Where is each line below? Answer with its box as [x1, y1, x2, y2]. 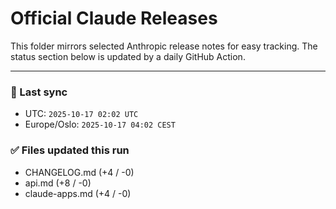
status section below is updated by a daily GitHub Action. [10, 50, 246, 62]
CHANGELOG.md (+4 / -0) [24, 166, 135, 178]
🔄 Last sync [10, 85, 68, 99]
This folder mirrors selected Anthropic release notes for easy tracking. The [10, 40, 318, 52]
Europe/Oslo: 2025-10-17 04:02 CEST [24, 118, 176, 131]
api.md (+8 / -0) [24, 177, 92, 189]
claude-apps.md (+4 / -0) [24, 187, 132, 199]
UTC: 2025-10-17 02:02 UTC [24, 108, 139, 120]
